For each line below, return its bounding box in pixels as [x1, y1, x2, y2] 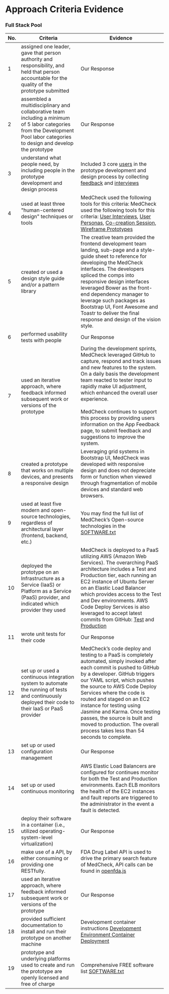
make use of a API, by [21, 848, 72, 856]
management [21, 754, 52, 762]
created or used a [21, 269, 63, 276]
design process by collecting [80, 173, 149, 180]
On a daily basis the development [80, 370, 159, 377]
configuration [21, 748, 53, 755]
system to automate [21, 680, 68, 687]
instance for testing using [80, 702, 141, 709]
